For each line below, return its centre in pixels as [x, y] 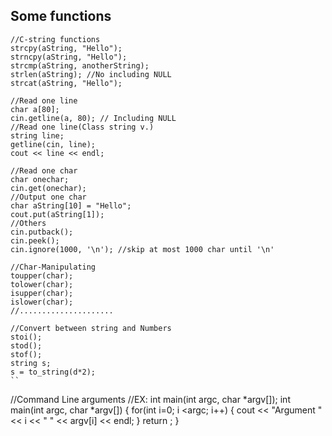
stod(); [26, 345]
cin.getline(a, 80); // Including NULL [93, 118]
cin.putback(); [42, 232]
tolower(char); [42, 284]
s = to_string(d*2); [53, 372]
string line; [37, 135]
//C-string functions [55, 39]
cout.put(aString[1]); [57, 214]
